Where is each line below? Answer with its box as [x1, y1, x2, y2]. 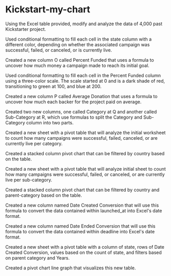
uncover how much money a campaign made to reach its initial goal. [5, 62, 150, 68]
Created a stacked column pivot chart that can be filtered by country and [5, 187, 160, 193]
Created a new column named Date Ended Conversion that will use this [5, 223, 156, 229]
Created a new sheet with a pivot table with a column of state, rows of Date [5, 244, 164, 250]
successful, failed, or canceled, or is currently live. [5, 47, 112, 53]
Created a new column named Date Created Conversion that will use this [5, 202, 159, 208]
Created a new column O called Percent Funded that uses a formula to [5, 57, 154, 63]
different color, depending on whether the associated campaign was [5, 41, 150, 47]
